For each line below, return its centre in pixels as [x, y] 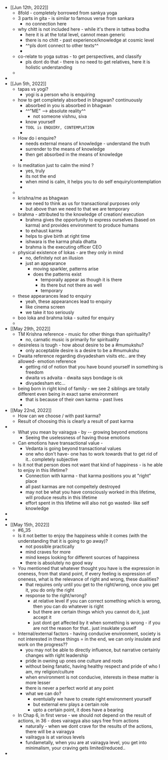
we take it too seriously [50, 312]
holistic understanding [49, 67]
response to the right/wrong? [56, 595]
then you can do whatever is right [68, 606]
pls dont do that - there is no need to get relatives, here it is [88, 62]
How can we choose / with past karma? [59, 416]
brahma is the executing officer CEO [64, 247]
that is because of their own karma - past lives [74, 399]
